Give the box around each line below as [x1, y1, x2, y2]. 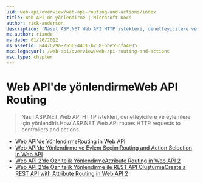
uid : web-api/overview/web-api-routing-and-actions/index [6, 8, 156, 15]
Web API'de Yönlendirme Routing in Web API [15, 138, 126, 145]
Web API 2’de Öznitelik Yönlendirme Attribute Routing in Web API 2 [15, 157, 181, 164]
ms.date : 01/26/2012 [6, 37, 59, 43]
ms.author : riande [6, 32, 53, 38]
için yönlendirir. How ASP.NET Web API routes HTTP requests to [21, 119, 181, 127]
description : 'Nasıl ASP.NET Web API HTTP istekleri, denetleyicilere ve [6, 25, 198, 32]
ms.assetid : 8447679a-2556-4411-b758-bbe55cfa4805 [6, 43, 137, 49]
